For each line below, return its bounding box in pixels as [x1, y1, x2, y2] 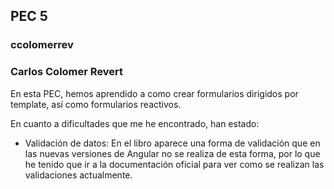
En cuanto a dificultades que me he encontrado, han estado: [10, 117, 260, 129]
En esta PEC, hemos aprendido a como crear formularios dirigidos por [10, 87, 299, 99]
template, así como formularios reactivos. [10, 98, 182, 110]
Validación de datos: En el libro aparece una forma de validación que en [24, 137, 321, 149]
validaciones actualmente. [24, 169, 133, 181]
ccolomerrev [10, 38, 74, 52]
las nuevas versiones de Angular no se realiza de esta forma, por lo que [24, 147, 321, 159]
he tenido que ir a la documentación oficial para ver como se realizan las [24, 158, 325, 170]
